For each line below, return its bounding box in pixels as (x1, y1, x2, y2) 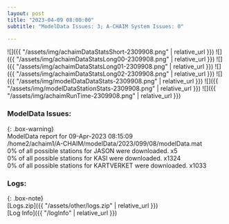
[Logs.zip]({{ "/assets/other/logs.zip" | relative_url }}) (7, 201, 158, 210)
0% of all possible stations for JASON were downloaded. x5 (7, 146, 178, 155)
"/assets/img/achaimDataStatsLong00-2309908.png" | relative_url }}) (16, 55, 215, 63)
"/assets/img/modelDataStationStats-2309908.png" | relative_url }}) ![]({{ (7, 84, 217, 93)
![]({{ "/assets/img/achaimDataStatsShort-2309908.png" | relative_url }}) (7, 48, 214, 56)
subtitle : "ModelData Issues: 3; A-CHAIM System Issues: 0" (7, 23, 185, 30)
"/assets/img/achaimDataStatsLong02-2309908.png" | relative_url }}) (16, 70, 215, 78)
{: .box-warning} (7, 125, 54, 133)
